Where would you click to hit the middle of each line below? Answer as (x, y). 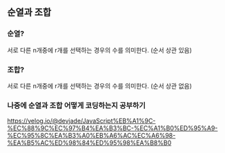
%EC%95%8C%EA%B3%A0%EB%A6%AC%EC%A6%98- (91, 136)
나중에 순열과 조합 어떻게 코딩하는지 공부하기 (77, 105)
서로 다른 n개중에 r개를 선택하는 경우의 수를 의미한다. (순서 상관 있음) (99, 50)
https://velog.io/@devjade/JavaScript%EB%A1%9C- (81, 121)
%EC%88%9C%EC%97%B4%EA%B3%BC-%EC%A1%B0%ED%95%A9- (112, 128)
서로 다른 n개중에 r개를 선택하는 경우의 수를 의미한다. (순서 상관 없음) (99, 85)
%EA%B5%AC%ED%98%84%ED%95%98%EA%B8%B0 (89, 143)
